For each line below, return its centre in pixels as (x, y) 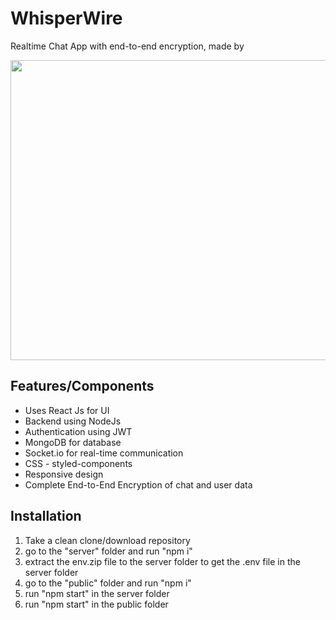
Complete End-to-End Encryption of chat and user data (138, 484)
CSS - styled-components (78, 463)
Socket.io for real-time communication (104, 453)
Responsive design (64, 474)
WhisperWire (66, 18)
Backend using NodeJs (73, 421)
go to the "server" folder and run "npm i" (108, 551)
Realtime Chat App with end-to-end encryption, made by (127, 46)
